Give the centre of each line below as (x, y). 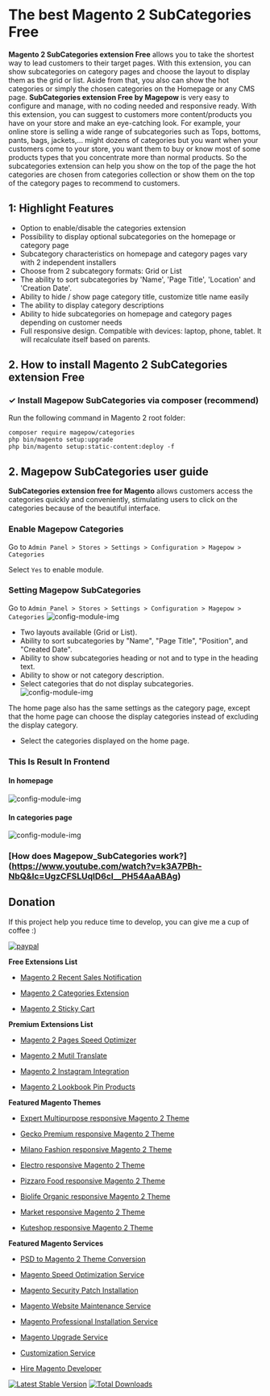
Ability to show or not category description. (92, 675)
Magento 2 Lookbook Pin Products (77, 1087)
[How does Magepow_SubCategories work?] (98, 856)
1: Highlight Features (61, 209)
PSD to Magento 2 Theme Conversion (83, 1259)
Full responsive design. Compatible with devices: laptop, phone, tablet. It (141, 331)
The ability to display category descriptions (92, 305)
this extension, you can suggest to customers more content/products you (130, 114)
